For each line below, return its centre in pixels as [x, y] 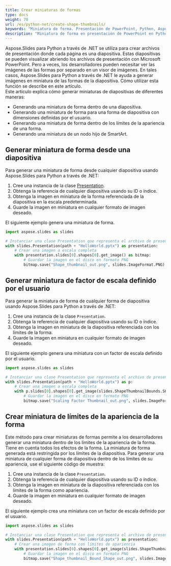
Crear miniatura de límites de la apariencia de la [82, 417]
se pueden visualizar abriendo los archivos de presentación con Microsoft [83, 59]
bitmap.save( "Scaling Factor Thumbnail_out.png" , [77, 401]
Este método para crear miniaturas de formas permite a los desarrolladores [84, 437]
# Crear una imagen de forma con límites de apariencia [75, 544]
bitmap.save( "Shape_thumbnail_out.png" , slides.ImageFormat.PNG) [94, 265]
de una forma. [27, 128]
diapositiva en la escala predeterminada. [55, 201]
